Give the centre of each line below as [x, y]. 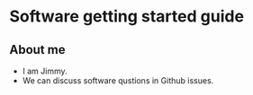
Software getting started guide [127, 17]
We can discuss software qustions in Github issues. [118, 81]
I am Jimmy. [45, 71]
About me [37, 50]
